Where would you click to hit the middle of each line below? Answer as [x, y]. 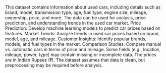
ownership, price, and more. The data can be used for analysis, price [76, 18]
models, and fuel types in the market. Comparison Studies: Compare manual [83, 44]
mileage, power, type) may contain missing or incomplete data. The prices [81, 55]
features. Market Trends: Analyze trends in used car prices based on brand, [83, 34]
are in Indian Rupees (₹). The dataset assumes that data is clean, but [75, 60]
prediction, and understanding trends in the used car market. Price [73, 23]
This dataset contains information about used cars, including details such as [83, 7]
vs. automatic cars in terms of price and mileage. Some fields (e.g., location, [83, 49]
